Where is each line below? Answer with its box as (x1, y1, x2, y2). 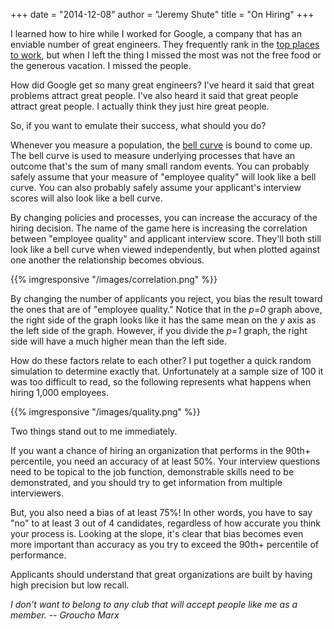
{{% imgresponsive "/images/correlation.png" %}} (10, 274, 218, 285)
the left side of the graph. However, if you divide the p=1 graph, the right (10, 325, 308, 336)
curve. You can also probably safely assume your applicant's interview (10, 182, 302, 193)
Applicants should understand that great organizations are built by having (10, 569, 313, 580)
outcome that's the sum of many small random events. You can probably (10, 160, 310, 172)
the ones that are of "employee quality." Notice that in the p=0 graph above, (10, 304, 323, 315)
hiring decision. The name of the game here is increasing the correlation (10, 222, 308, 234)
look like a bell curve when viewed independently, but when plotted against (10, 244, 321, 255)
